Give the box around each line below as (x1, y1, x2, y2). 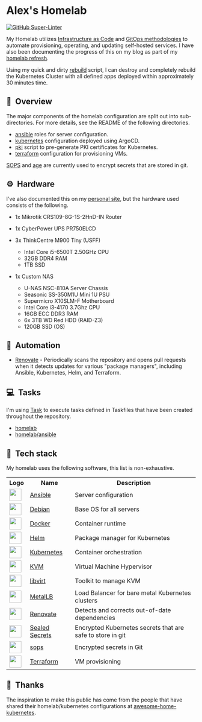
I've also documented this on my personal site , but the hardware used (6, 195, 179, 202)
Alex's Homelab (6, 4, 87, 17)
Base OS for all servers (75, 505, 139, 513)
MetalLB (29, 592, 54, 601)
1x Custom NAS (14, 273, 54, 280)
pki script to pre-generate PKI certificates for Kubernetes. (14, 143, 158, 151)
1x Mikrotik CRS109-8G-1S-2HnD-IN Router (14, 213, 122, 220)
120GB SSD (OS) (23, 323, 66, 330)
